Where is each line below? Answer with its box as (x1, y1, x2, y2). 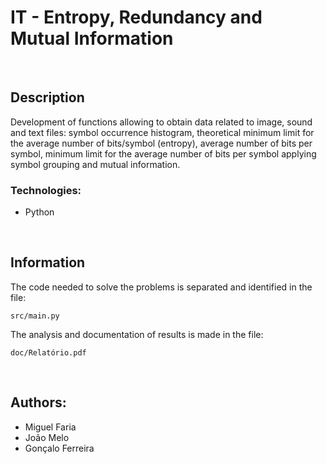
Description (10, 89, 85, 106)
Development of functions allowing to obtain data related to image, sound (10, 116, 313, 128)
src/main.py (10, 311, 60, 321)
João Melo (24, 431, 70, 443)
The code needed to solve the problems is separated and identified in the (10, 281, 313, 293)
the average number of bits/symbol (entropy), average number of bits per (10, 137, 313, 149)
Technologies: (10, 183, 82, 197)
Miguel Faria (24, 421, 77, 433)
